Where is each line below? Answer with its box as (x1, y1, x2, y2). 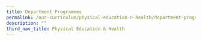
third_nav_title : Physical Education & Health (6, 25, 125, 32)
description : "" (6, 20, 47, 26)
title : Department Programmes (6, 8, 82, 15)
